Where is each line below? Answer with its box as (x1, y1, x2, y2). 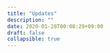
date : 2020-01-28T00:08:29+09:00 (7, 23, 104, 30)
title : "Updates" (7, 10, 57, 17)
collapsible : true (7, 36, 60, 43)
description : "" (7, 17, 54, 23)
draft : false (7, 29, 45, 36)
